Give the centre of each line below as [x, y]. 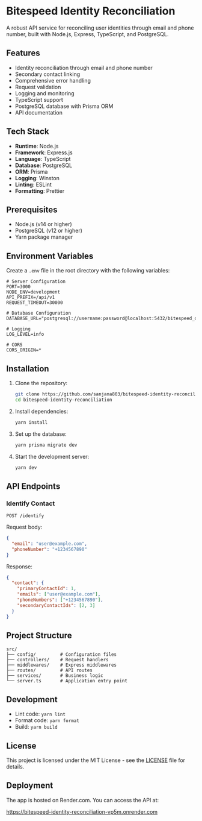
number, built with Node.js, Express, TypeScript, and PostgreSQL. [87, 34]
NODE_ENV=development [33, 292]
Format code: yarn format [47, 720]
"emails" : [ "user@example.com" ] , [59, 594]
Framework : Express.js [44, 153]
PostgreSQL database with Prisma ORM [64, 106]
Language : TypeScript [43, 159]
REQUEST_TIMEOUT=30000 [35, 303]
